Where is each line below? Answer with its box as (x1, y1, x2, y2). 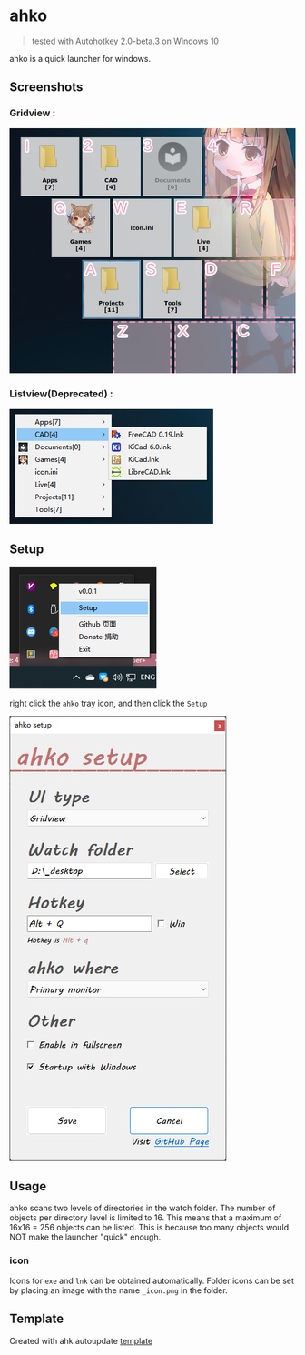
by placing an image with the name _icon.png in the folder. (9, 1284, 229, 1296)
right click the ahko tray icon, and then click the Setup (9, 698, 208, 708)
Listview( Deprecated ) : (9, 387, 113, 400)
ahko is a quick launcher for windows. (9, 53, 152, 64)
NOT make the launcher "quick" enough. (9, 1231, 162, 1242)
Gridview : (9, 106, 56, 119)
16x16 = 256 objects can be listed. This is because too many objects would (9, 1222, 290, 1233)
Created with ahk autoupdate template (9, 1335, 153, 1346)
